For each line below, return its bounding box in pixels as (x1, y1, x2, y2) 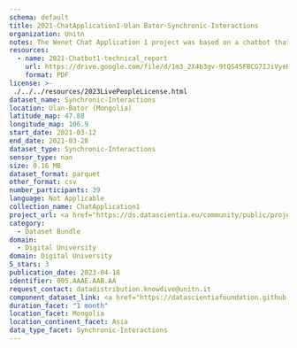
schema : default (9, 12, 69, 22)
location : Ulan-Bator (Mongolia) (9, 104, 133, 112)
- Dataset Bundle (17, 227, 81, 236)
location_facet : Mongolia (9, 309, 104, 319)
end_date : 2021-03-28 (9, 136, 89, 145)
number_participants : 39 (9, 186, 101, 195)
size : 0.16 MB (9, 161, 62, 170)
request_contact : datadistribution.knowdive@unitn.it (9, 284, 212, 293)
